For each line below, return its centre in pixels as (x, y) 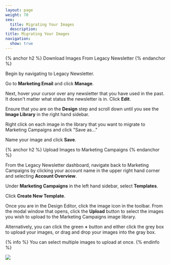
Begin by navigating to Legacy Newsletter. (50, 73)
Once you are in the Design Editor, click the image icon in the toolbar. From (84, 205)
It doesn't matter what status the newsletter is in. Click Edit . (68, 99)
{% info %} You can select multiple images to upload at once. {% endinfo (82, 242)
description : (24, 29)
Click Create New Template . (35, 196)
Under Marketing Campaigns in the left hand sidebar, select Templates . (82, 186)
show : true (22, 44)
